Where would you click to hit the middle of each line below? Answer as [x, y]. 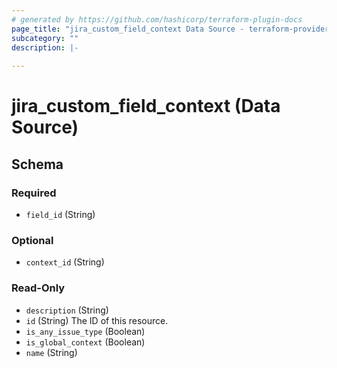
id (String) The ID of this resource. [97, 320]
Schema [37, 164]
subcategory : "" [45, 38]
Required [34, 193]
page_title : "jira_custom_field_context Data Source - [128, 29]
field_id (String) [60, 214]
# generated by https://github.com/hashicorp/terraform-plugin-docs [157, 19]
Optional [32, 240]
